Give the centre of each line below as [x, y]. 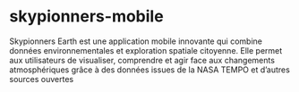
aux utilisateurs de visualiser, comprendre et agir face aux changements [142, 60]
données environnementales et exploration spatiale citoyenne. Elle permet [146, 50]
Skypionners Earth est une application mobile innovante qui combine [136, 41]
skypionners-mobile [86, 17]
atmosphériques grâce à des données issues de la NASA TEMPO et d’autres [150, 70]
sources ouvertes [42, 79]
